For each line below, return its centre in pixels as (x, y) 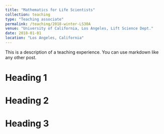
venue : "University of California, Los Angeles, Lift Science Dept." (79, 29)
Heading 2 (27, 101)
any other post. (21, 57)
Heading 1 (26, 78)
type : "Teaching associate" (35, 19)
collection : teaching (28, 15)
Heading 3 (27, 124)
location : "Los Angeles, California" (45, 38)
